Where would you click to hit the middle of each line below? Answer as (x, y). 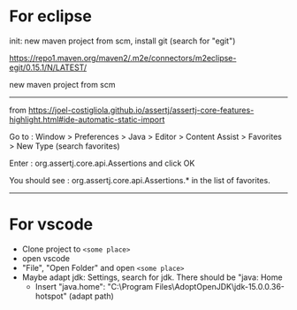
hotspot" (51, 296)
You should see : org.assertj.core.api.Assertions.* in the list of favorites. (140, 180)
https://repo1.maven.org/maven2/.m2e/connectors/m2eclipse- (123, 58)
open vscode (46, 258)
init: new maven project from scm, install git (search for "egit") (122, 41)
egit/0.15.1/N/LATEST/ (48, 67)
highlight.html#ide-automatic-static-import (87, 119)
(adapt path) (92, 296)
